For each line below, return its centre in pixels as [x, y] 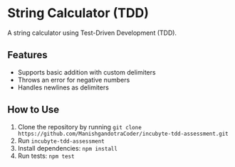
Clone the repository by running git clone [80, 126]
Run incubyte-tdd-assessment [61, 141]
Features [27, 55]
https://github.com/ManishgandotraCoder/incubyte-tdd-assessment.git [123, 134]
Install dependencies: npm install [67, 148]
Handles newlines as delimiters [63, 87]
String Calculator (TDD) [78, 13]
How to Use [33, 110]
